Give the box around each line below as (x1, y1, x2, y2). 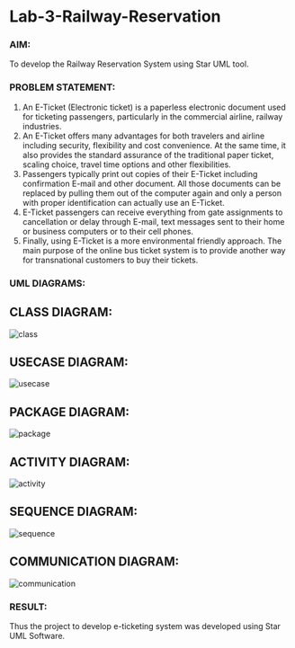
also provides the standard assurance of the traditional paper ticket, (22, 149, 274, 160)
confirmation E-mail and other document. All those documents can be (22, 178, 282, 189)
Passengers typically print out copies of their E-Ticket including (22, 168, 258, 179)
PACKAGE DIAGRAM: (9, 404, 130, 420)
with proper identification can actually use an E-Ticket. (22, 197, 225, 208)
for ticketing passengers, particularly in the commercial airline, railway (22, 111, 283, 122)
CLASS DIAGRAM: (9, 305, 112, 320)
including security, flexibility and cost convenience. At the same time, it (22, 139, 286, 150)
